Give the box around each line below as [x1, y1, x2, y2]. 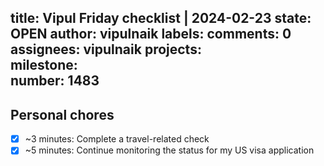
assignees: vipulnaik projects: [10, 41, 202, 58]
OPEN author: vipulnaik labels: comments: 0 [10, 26, 292, 43]
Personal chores [10, 106, 115, 123]
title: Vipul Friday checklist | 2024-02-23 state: [10, 10, 312, 27]
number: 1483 [10, 72, 100, 90]
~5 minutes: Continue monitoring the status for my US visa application [24, 144, 315, 156]
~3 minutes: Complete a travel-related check [24, 133, 210, 145]
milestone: [10, 57, 78, 74]
